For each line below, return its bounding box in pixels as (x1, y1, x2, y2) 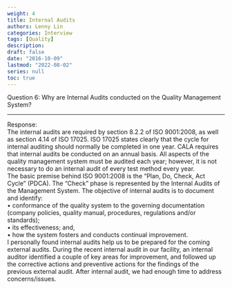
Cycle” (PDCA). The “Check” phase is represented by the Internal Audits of (7, 179, 220, 187)
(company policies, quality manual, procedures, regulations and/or (7, 209, 197, 217)
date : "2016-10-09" (7, 55, 64, 62)
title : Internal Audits (7, 17, 76, 24)
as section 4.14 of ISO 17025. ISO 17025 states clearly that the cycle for (7, 136, 209, 144)
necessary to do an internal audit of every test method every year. (7, 165, 195, 173)
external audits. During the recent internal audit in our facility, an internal (7, 245, 213, 254)
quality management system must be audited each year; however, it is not (7, 157, 217, 166)
